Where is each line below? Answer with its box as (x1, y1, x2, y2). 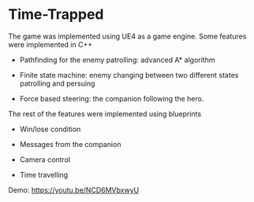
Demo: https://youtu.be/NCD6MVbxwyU (8, 185, 140, 194)
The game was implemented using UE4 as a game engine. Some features (8, 31, 247, 41)
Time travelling (19, 170, 69, 179)
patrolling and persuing (19, 79, 95, 88)
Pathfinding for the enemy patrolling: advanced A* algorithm (19, 55, 215, 64)
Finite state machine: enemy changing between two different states (19, 70, 239, 79)
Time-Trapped (8, 6, 104, 24)
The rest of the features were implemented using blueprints (8, 108, 202, 119)
